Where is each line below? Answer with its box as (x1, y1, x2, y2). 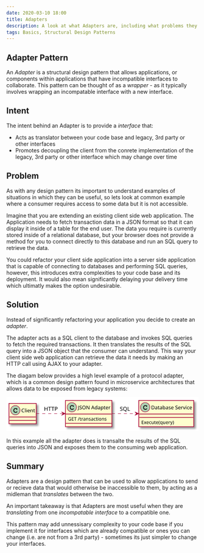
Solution (6, 299, 39, 310)
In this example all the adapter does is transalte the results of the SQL (6, 437, 181, 444)
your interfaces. (6, 540, 46, 547)
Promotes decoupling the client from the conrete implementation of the (15, 146, 194, 154)
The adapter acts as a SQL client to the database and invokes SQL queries (6, 334, 193, 341)
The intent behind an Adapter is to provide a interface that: (6, 122, 153, 129)
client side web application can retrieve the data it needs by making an (6, 354, 184, 361)
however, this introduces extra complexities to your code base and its (6, 269, 181, 276)
